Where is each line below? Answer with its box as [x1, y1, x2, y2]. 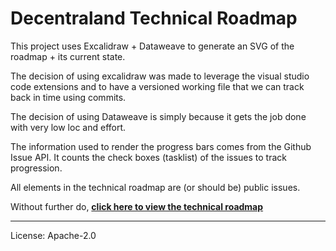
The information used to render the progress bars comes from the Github [10, 140, 312, 152]
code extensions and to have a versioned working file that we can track [10, 80, 305, 92]
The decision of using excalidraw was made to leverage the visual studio [10, 70, 310, 82]
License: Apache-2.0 [10, 229, 97, 241]
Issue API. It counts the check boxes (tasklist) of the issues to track [10, 151, 287, 163]
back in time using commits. [10, 91, 127, 103]
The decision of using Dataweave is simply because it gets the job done [10, 110, 307, 122]
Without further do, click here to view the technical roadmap [10, 200, 264, 212]
